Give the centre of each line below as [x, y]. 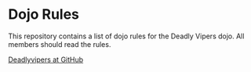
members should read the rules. [60, 44]
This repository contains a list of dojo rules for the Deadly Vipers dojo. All [126, 36]
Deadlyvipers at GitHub [46, 59]
